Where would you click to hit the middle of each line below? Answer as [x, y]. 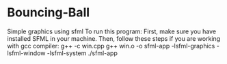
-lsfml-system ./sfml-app [82, 53]
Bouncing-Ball [49, 13]
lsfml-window [26, 53]
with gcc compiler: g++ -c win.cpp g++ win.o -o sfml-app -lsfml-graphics [111, 46]
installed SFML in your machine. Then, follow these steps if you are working [114, 38]
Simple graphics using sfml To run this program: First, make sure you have [112, 31]
